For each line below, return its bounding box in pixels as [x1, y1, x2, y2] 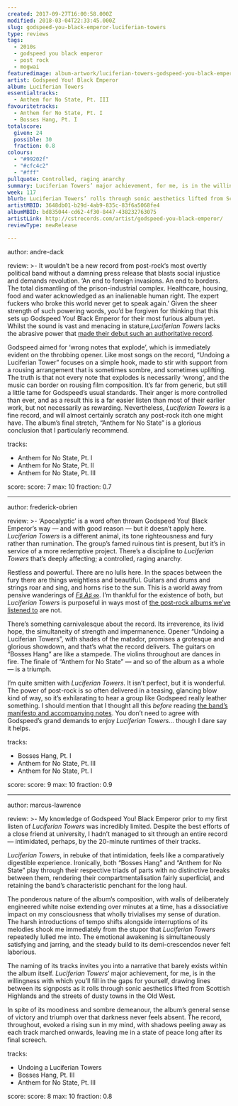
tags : [7, 37, 23, 44]
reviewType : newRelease [7, 222, 78, 229]
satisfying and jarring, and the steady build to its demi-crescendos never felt [7, 940, 231, 948]
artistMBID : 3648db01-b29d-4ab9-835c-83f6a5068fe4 [7, 202, 160, 210]
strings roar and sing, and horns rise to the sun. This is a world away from [7, 583, 223, 592]
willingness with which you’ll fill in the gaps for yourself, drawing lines [7, 976, 211, 985]
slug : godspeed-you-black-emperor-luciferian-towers [7, 23, 166, 31]
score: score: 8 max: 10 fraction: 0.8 [7, 1092, 113, 1100]
